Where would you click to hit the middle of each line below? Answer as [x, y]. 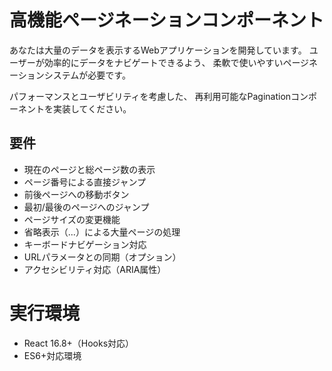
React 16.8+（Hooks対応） [79, 343]
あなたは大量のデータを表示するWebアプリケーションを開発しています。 [158, 50]
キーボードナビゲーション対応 [85, 244]
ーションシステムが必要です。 [70, 75]
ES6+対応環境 [52, 355]
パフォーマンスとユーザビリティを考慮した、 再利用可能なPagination [150, 96]
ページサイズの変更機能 [72, 219]
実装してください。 [92, 108]
